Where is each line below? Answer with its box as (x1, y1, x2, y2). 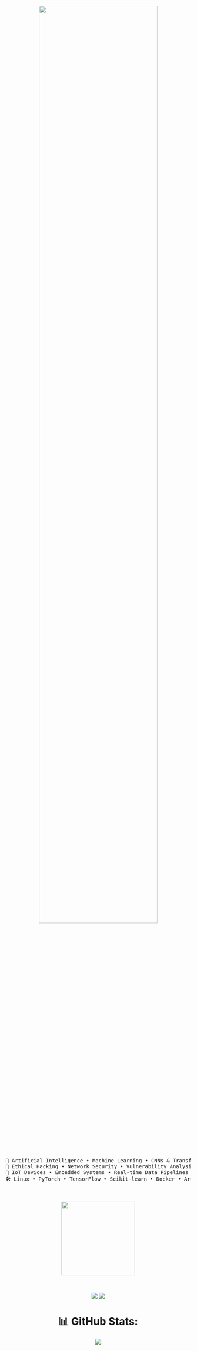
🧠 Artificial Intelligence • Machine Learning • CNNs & (5, 1158, 170, 1163)
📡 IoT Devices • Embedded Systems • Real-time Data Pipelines (5, 1169, 189, 1175)
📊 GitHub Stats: (58, 1315, 139, 1328)
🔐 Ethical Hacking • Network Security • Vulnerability (5, 1163, 167, 1169)
